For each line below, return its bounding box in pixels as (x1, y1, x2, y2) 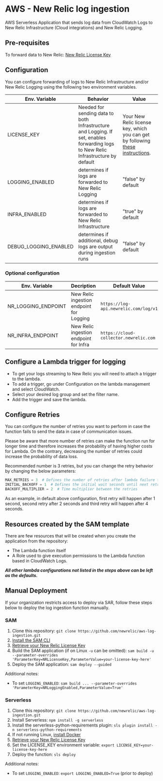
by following (122, 137, 150, 144)
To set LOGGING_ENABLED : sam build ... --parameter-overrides (12, 680, 137, 686)
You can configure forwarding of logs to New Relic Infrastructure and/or (5, 79, 149, 85)
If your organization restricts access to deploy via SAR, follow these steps (5, 599, 152, 605)
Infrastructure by (78, 152, 117, 159)
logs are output (78, 243, 113, 250)
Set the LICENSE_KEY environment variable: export (12, 742, 115, 748)
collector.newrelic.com (100, 335, 155, 340)
